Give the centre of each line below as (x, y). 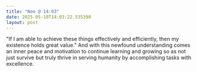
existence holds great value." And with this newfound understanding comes (98, 45)
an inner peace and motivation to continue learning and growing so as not (96, 52)
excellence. (20, 64)
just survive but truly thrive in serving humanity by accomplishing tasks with (98, 58)
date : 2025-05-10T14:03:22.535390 (49, 17)
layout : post (22, 22)
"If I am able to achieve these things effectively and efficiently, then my (93, 39)
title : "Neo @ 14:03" (33, 11)
